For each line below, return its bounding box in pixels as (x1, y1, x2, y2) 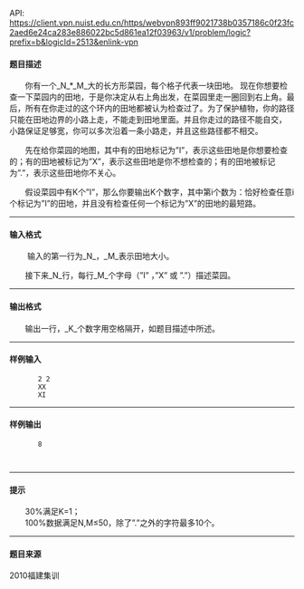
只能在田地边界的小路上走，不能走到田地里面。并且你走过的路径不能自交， (9, 114, 287, 125)
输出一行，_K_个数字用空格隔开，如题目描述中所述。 (24, 323, 220, 333)
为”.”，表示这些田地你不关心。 (9, 168, 121, 179)
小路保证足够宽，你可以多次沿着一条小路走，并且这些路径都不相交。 (9, 126, 263, 137)
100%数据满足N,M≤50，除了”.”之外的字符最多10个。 (24, 517, 220, 528)
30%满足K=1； (24, 507, 81, 517)
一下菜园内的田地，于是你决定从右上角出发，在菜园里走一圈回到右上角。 (16, 92, 287, 102)
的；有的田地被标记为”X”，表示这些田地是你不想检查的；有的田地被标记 (9, 156, 276, 167)
